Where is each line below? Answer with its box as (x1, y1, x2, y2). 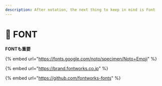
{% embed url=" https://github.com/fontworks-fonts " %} (5, 75, 121, 81)
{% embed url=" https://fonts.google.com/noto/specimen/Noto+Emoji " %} (5, 56, 157, 62)
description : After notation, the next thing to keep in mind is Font (5, 7, 155, 12)
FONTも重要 (5, 46, 31, 52)
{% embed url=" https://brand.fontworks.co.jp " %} (5, 65, 108, 71)
